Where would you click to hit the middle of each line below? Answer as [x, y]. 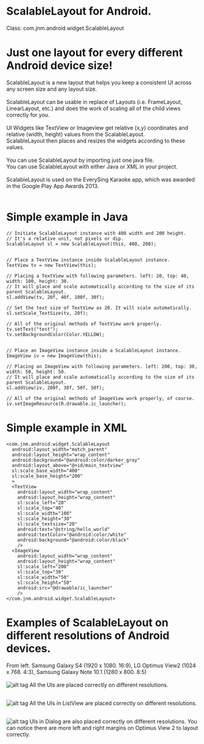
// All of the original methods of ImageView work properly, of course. [100, 398]
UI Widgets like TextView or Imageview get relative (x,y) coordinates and [97, 128]
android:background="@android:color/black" [73, 540]
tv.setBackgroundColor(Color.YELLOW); [55, 334]
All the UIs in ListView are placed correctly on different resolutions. [113, 703]
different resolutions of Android [88, 635]
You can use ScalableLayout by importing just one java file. [80, 160]
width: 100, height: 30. [38, 281]
